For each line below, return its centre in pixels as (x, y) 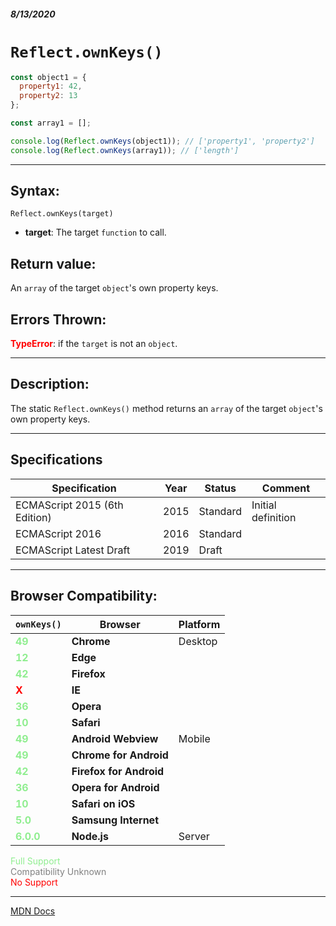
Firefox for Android (118, 771)
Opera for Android (115, 787)
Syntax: (35, 191)
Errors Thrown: (58, 319)
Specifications (56, 460)
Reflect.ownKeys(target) (62, 214)
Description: (50, 384)
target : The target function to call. (95, 232)
